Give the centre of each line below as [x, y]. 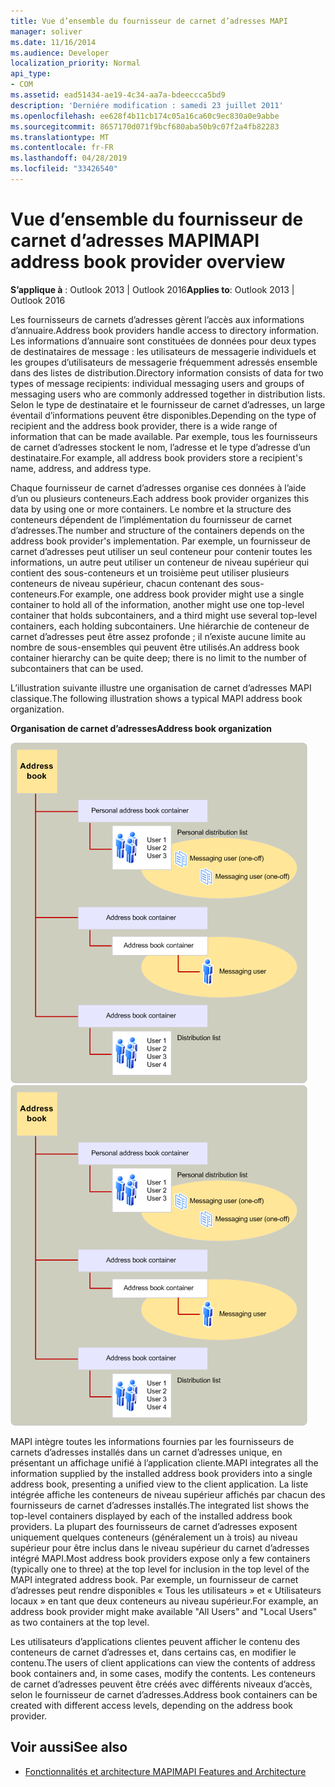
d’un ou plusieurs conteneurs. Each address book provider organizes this [160, 498]
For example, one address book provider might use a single [182, 594]
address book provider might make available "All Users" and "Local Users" [164, 1611]
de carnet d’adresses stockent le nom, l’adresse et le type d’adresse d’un [160, 447]
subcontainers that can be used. [77, 668]
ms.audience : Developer [60, 53]
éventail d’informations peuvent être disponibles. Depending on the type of [163, 415]
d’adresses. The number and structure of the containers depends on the [157, 530]
